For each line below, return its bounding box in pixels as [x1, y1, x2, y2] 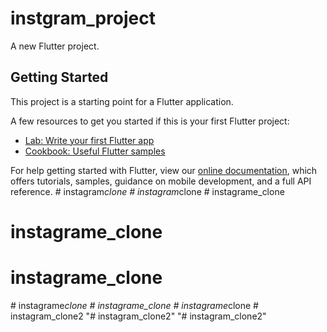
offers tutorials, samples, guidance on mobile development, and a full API [10, 175, 312, 187]
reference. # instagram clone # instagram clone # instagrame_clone [10, 185, 285, 197]
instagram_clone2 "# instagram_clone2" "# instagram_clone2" [10, 310, 267, 322]
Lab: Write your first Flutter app [24, 134, 155, 146]
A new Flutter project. [10, 40, 100, 52]
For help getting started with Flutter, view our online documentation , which [10, 164, 318, 176]
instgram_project [10, 7, 157, 30]
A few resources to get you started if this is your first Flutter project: [10, 115, 290, 127]
